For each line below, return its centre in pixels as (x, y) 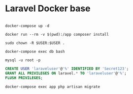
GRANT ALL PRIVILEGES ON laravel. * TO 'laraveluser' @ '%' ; (66, 73)
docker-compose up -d (27, 26)
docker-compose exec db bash (35, 51)
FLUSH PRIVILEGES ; (24, 78)
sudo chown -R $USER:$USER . (35, 43)
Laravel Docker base (48, 9)
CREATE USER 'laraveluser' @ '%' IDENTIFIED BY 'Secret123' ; (67, 69)
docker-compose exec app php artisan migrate (52, 87)
